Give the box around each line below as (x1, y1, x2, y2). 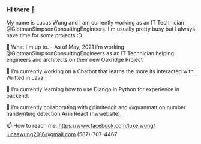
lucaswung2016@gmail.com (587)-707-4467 (6, 131, 118, 138)
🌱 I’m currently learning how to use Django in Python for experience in (6, 86, 180, 93)
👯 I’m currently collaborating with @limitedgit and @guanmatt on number (6, 104, 186, 111)
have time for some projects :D (6, 32, 82, 39)
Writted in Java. (6, 74, 45, 82)
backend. (6, 92, 29, 100)
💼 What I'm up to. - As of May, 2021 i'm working (6, 43, 125, 50)
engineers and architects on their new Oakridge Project (6, 56, 143, 64)
